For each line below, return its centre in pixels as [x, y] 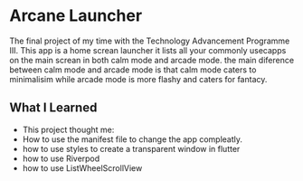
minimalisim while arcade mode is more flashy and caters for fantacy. [138, 79]
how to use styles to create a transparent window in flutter [131, 148]
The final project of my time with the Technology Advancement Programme [150, 41]
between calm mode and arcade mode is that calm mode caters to [133, 70]
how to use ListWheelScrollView [82, 167]
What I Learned [53, 108]
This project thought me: [68, 129]
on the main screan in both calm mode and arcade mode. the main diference [152, 60]
